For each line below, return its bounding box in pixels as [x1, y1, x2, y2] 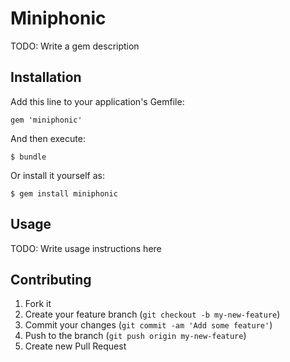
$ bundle [10, 152, 47, 162]
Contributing [10, 271, 92, 288]
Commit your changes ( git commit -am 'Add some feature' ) [24, 319, 273, 331]
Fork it [24, 298, 52, 310]
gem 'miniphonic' [10, 115, 83, 125]
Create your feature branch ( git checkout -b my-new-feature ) [24, 308, 281, 321]
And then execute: [10, 132, 86, 144]
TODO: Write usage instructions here [10, 242, 162, 254]
